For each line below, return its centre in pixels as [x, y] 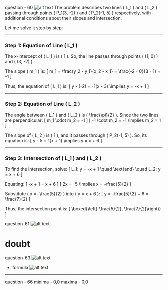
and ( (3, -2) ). [19, 62]
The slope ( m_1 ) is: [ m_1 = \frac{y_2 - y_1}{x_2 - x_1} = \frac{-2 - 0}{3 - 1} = [83, 71]
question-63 [18, 258]
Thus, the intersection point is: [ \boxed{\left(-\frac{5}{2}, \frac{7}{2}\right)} [83, 209]
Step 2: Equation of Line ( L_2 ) [43, 104]
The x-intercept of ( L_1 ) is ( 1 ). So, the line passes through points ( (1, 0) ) [82, 56]
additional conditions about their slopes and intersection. [64, 18]
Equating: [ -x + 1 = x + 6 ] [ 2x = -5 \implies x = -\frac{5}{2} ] [68, 184]
